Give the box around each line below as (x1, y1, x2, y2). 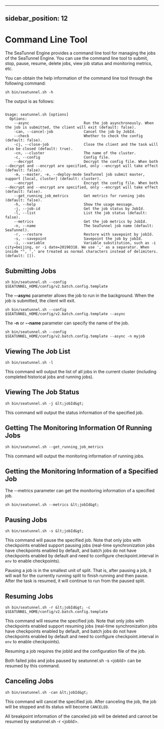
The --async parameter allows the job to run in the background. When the (5, 293, 155, 298)
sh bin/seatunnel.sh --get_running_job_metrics (5, 444, 104, 449)
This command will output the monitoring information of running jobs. (5, 453, 145, 459)
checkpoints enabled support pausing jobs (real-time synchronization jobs (5, 543, 155, 548)
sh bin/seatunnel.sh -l (5, 360, 54, 365)
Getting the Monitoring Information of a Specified (5, 467, 158, 475)
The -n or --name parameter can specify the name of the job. (5, 320, 129, 326)
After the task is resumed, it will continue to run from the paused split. (5, 578, 145, 584)
